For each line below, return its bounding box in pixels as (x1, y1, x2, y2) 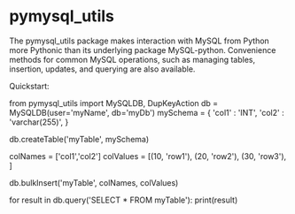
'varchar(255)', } (9, 117, 69, 127)
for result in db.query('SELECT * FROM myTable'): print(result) (9, 195, 238, 205)
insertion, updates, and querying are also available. (9, 64, 196, 74)
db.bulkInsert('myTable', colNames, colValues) (9, 177, 179, 187)
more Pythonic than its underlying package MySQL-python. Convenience (9, 44, 276, 55)
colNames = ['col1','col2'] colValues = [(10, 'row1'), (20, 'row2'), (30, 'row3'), (9, 150, 287, 161)
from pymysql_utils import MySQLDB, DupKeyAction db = (9, 97, 219, 108)
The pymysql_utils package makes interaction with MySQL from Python (9, 35, 270, 46)
